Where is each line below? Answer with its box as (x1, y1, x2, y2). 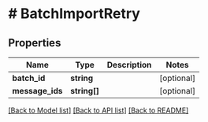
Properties (8, 36, 61, 50)
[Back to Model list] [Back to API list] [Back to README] (8, 105, 189, 115)
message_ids (12, 86, 63, 96)
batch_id (12, 72, 46, 83)
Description (106, 60, 152, 70)
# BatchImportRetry (8, 5, 140, 23)
